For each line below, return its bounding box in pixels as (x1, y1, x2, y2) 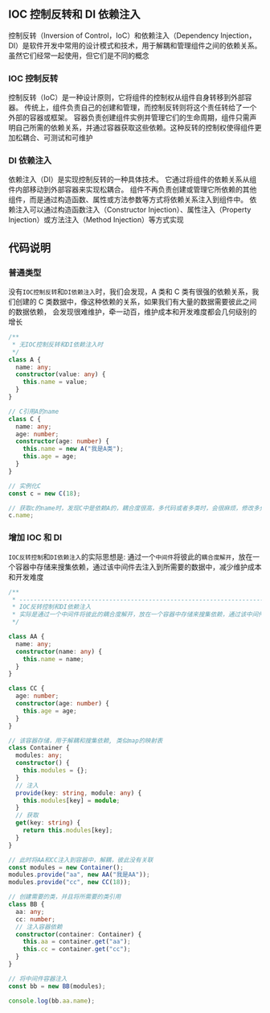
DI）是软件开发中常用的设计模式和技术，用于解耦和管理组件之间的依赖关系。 (8, 40, 262, 50)
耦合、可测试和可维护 (22, 133, 93, 143)
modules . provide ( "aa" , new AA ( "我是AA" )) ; (8, 870, 150, 879)
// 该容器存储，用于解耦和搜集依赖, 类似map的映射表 (8, 736, 163, 745)
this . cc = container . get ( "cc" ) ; (22, 945, 131, 953)
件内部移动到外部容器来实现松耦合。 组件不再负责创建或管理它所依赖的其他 (8, 184, 257, 195)
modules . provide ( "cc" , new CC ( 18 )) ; (8, 879, 131, 887)
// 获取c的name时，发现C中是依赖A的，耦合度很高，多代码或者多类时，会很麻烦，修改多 (8, 504, 260, 512)
